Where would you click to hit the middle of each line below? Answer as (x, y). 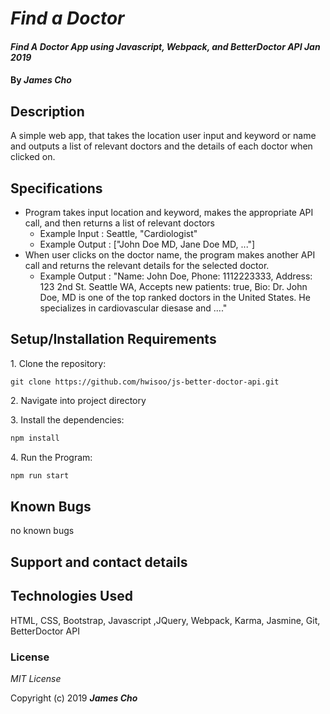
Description (47, 111)
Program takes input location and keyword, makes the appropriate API (169, 212)
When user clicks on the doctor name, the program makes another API (170, 255)
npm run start (40, 475)
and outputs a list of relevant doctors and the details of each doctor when (161, 146)
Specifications (56, 188)
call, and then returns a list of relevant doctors (119, 223)
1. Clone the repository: (58, 363)
